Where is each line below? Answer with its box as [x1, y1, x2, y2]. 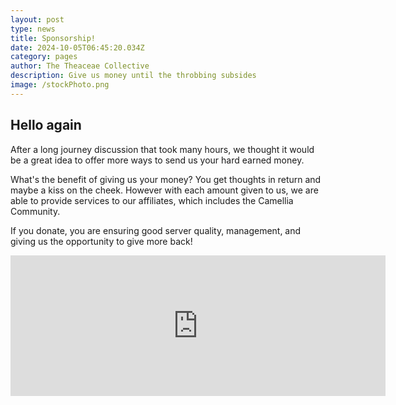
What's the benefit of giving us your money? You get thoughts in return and [10, 173, 322, 185]
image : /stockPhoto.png [10, 80, 110, 90]
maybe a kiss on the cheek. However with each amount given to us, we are [10, 184, 319, 196]
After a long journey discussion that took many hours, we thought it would [10, 143, 315, 155]
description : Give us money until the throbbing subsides [10, 71, 257, 81]
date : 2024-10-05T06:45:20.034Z [10, 42, 145, 53]
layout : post [10, 14, 65, 25]
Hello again [10, 117, 82, 134]
